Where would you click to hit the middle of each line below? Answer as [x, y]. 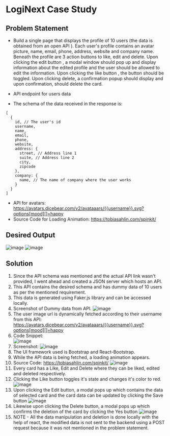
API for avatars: [29, 203]
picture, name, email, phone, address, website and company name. [83, 51]
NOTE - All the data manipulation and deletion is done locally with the [86, 417]
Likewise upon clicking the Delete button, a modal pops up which [81, 406]
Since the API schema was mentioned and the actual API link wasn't [84, 276]
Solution [19, 264]
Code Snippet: [28, 335]
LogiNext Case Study [51, 9]
